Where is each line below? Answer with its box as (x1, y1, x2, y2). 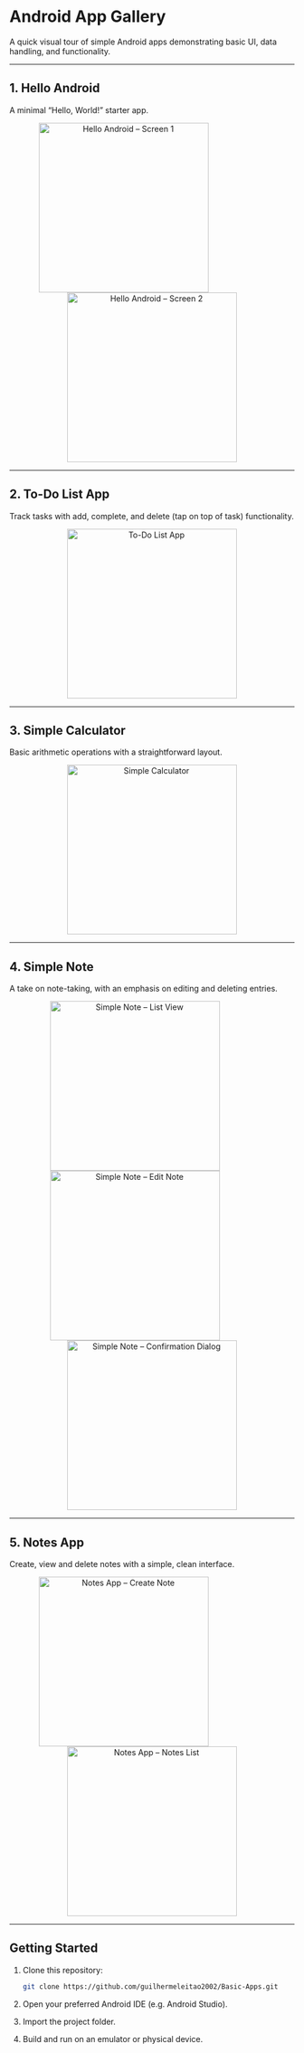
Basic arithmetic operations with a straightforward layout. (9, 746, 223, 757)
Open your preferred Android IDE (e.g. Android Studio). (22, 1998, 228, 2010)
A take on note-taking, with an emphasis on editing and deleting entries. (9, 984, 278, 994)
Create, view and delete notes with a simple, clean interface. (9, 1559, 235, 1569)
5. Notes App (9, 1535, 84, 1550)
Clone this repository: (22, 1964, 103, 1975)
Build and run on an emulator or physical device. (22, 2033, 204, 2044)
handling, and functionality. (9, 45, 111, 56)
